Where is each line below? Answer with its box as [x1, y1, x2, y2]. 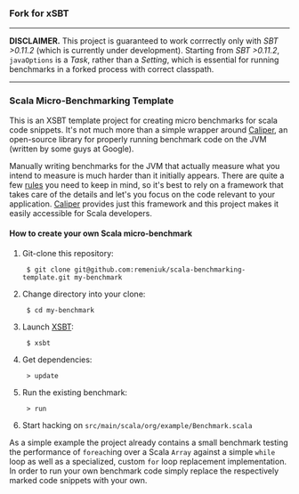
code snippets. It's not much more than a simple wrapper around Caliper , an [9, 124, 288, 135]
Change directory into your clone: [21, 288, 146, 299]
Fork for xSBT [9, 7, 69, 20]
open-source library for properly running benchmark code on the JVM [9, 134, 267, 144]
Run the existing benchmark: [21, 386, 127, 398]
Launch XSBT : [21, 321, 74, 332]
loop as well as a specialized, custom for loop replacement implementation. [9, 456, 287, 466]
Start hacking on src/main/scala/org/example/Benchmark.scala [21, 419, 253, 430]
